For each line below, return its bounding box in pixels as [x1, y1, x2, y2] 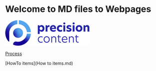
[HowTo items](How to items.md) [5, 60, 73, 66]
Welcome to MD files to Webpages [5, 3, 151, 15]
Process [5, 51, 22, 57]
